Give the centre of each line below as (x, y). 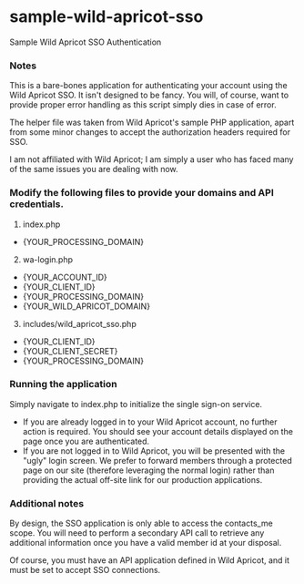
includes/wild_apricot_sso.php (79, 323)
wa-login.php (48, 259)
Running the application (63, 384)
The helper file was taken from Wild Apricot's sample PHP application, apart (152, 123)
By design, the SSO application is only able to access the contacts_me (141, 523)
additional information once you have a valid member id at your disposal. (146, 543)
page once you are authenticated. (86, 441)
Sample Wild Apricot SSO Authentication (86, 42)
